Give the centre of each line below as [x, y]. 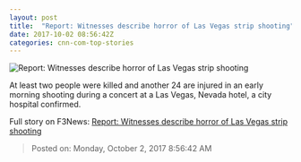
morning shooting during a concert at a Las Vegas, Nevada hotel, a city [141, 95]
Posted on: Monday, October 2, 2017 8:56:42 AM [121, 149]
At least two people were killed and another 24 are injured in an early [137, 85]
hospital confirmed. [45, 105]
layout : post [34, 17]
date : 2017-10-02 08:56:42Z [62, 34]
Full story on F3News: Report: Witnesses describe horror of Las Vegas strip [149, 122]
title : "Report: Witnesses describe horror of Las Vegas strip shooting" [152, 26]
